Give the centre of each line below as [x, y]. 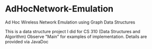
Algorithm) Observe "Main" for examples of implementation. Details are [76, 37]
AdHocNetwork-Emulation [59, 9]
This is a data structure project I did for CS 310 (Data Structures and [73, 31]
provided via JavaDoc [27, 41]
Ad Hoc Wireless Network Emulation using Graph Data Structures [70, 22]
